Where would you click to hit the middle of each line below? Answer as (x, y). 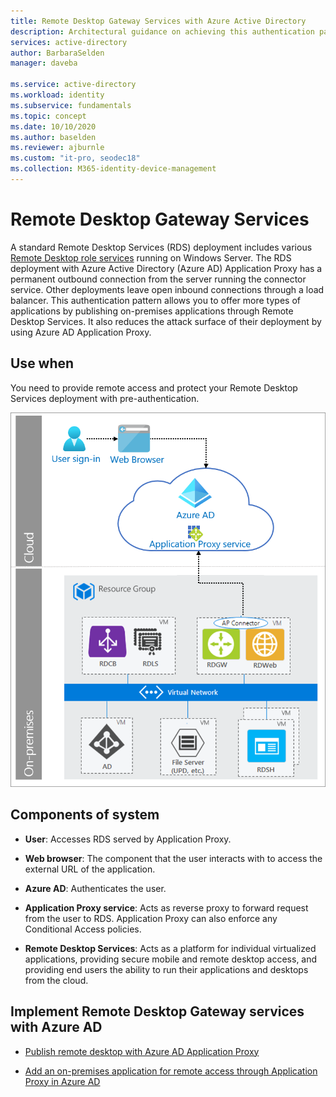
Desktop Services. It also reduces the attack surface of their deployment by (166, 321)
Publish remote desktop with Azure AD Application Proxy (142, 1051)
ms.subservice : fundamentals (71, 105)
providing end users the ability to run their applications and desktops (166, 969)
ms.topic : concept (48, 116)
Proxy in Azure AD (62, 1081)
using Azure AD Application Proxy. (81, 332)
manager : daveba (44, 63)
